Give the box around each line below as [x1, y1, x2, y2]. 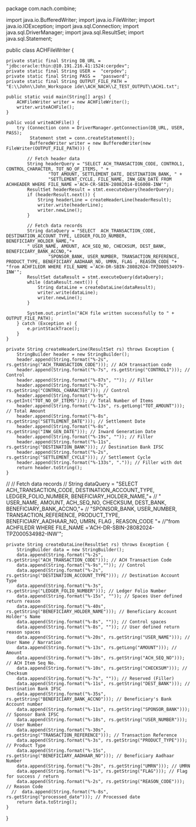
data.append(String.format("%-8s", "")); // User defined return [16, 624, 180, 630]
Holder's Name [6, 614, 41, 620]
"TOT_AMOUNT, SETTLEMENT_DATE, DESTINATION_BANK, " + [48, 171, 183, 177]
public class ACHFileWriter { [6, 47, 75, 54]
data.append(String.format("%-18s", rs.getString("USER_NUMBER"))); [16, 717, 188, 723]
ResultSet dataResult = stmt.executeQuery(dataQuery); [27, 274, 164, 280]
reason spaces [6, 629, 41, 635]
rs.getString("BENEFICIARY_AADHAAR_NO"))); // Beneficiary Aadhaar [6, 753, 175, 759]
